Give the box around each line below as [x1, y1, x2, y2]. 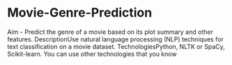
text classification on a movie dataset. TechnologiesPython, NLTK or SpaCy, [7, 42, 225, 50]
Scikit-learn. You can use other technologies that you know [7, 50, 177, 58]
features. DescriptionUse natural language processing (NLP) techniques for [7, 35, 224, 43]
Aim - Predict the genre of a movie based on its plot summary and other [7, 28, 214, 36]
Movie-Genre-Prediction [7, 5, 153, 21]
